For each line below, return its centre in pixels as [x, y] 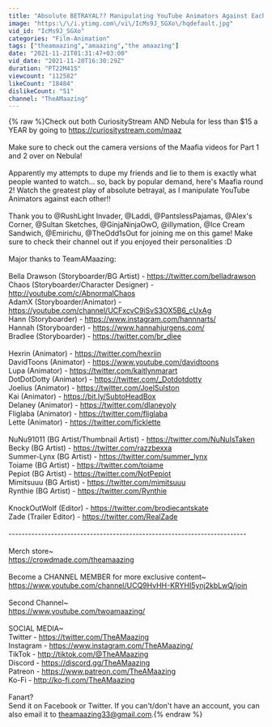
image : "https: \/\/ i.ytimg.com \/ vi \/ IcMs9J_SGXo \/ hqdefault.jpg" [121, 23]
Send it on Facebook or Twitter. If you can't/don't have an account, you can [134, 706]
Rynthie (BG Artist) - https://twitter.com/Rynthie [88, 491]
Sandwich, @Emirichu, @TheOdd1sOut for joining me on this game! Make [131, 233]
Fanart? [21, 697]
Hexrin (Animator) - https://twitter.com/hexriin [85, 353]
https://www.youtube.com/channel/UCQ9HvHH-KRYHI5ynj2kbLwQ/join [128, 585]
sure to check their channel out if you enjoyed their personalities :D [120, 242]
